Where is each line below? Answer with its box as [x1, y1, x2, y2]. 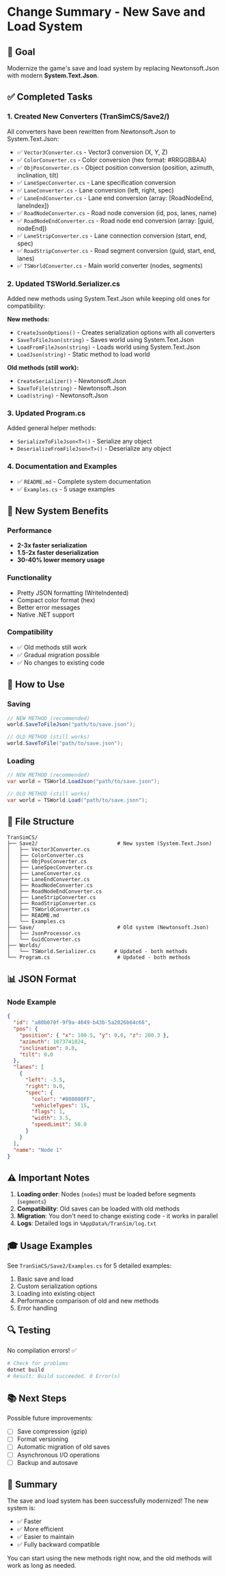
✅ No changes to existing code [16, 658, 104, 667]
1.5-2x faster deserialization [16, 549, 99, 557]
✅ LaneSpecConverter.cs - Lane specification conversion [16, 178, 176, 186]
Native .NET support [16, 611, 75, 619]
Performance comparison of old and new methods [16, 1296, 159, 1305]
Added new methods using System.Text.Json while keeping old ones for [7, 294, 210, 302]
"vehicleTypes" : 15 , [31, 1102, 90, 1109]
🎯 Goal [7, 46, 36, 58]
